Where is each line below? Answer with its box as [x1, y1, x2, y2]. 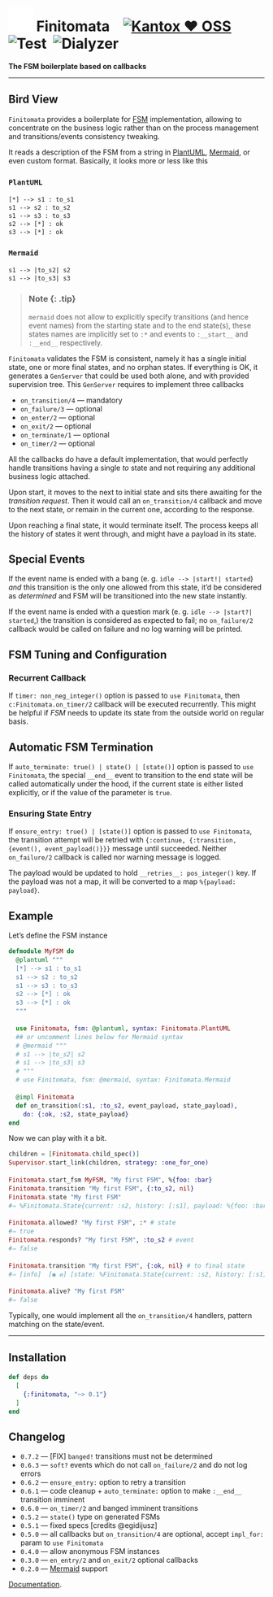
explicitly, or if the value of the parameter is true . [8, 787, 172, 797]
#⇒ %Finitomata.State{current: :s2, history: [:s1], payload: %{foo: [8, 1202, 249, 1210]
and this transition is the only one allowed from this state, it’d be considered [8, 582, 262, 592]
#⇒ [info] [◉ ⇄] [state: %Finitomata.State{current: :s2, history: [8, 1270, 245, 1278]
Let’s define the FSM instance [8, 930, 108, 941]
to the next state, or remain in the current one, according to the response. [8, 504, 254, 514]
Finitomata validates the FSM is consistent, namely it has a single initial [8, 353, 247, 363]
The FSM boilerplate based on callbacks [8, 61, 147, 71]
